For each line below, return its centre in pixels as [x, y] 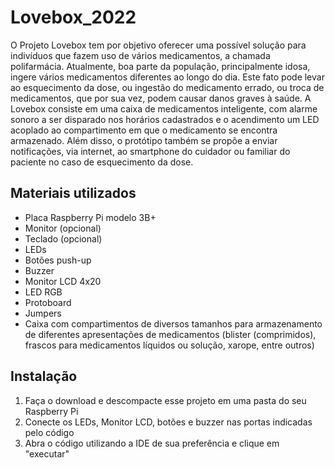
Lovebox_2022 [73, 17]
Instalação [44, 376]
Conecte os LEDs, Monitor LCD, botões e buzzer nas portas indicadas [168, 422]
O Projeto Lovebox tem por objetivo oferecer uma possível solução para [158, 45]
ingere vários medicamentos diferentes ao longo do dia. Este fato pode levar [167, 77]
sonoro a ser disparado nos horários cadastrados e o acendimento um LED [165, 119]
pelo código [49, 432]
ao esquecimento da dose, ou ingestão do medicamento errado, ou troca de [167, 87]
